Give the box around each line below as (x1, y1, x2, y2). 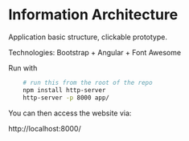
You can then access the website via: (8, 108, 132, 118)
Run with (8, 62, 38, 73)
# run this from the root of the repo (23, 79, 153, 87)
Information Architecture (8, 6, 179, 24)
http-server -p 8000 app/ (23, 94, 110, 102)
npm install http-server (23, 86, 106, 94)
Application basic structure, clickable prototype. (8, 32, 167, 42)
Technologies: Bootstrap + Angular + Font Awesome (8, 47, 182, 57)
